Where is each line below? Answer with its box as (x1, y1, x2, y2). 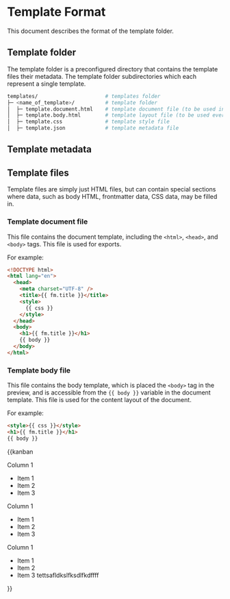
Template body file (7, 365, 71, 375)
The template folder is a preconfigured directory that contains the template (7, 64, 218, 73)
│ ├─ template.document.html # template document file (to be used (7, 106, 216, 113)
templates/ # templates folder (7, 93, 161, 99)
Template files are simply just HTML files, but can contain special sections (7, 185, 216, 193)
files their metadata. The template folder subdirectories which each (7, 72, 197, 80)
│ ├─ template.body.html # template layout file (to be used (7, 112, 210, 119)
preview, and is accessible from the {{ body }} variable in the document (7, 388, 211, 397)
